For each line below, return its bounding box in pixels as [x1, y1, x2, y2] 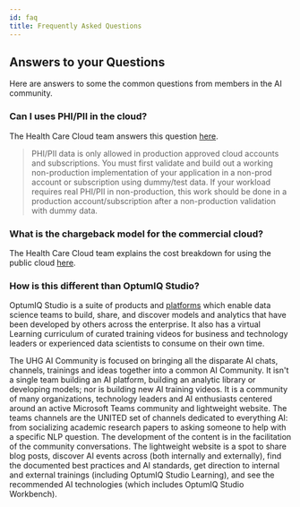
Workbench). [9, 489, 58, 500]
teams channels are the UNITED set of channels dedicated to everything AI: [9, 413, 288, 424]
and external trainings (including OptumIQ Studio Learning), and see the [9, 469, 275, 480]
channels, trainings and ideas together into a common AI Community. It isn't [9, 365, 289, 376]
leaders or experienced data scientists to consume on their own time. [9, 338, 265, 349]
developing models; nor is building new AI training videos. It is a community [9, 384, 288, 395]
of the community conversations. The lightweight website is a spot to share [9, 441, 287, 452]
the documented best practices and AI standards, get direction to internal [9, 460, 280, 471]
